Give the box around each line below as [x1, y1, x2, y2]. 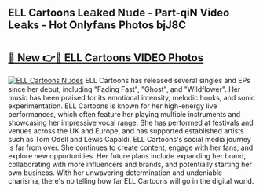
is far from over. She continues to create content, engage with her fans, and [8, 143, 254, 152]
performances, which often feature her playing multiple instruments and [8, 110, 241, 118]
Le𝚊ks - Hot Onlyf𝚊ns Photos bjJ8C [8, 19, 187, 32]
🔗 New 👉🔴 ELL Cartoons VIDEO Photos [8, 51, 204, 64]
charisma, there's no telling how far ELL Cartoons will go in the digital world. [8, 177, 254, 185]
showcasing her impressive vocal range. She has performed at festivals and [8, 118, 254, 127]
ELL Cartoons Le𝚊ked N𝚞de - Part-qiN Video [8, 6, 230, 20]
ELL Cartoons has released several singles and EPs [85, 76, 251, 85]
